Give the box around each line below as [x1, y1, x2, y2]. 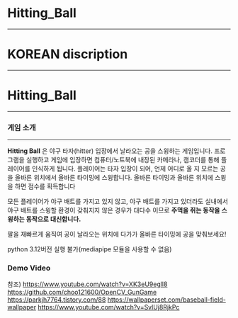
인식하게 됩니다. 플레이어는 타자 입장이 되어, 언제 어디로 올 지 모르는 [31, 164, 219, 173]
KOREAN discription [7, 46, 128, 62]
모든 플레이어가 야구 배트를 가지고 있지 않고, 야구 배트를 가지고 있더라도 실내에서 [7, 197, 229, 206]
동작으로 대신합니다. [25, 215, 81, 224]
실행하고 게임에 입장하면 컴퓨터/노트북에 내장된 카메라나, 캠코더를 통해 [25, 156, 220, 164]
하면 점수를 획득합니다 [14, 182, 76, 191]
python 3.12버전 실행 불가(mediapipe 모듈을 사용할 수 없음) [7, 245, 172, 254]
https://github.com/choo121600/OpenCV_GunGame [7, 288, 157, 297]
